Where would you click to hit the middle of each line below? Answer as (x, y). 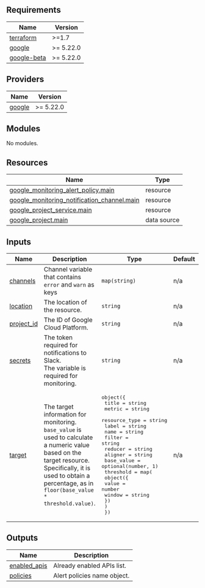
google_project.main (39, 220)
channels (23, 281)
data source (163, 220)
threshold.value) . (70, 503)
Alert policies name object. (91, 575)
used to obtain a (67, 475)
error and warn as (69, 285)
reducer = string (128, 449)
